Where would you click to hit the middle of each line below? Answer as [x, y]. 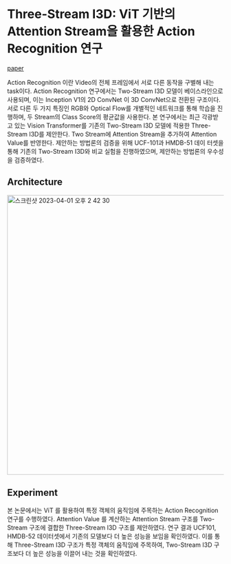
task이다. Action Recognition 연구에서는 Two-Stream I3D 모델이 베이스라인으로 [115, 91]
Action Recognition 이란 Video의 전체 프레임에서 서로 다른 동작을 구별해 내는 [111, 82]
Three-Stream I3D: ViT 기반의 [91, 14]
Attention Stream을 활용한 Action [101, 31]
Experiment [33, 493]
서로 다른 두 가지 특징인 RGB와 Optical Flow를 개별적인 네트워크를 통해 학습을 [111, 108]
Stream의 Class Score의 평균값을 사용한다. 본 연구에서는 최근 [117, 117]
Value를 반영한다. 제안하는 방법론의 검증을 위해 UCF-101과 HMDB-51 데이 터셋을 [115, 143]
